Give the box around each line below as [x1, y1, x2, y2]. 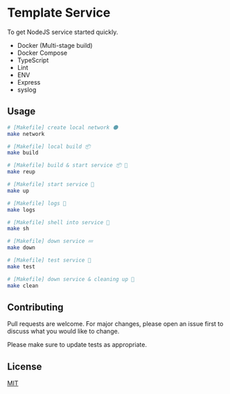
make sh [7, 225, 30, 232]
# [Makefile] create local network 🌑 [7, 123, 118, 131]
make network [7, 130, 45, 137]
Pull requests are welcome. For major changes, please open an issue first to [7, 320, 224, 328]
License [7, 361, 42, 372]
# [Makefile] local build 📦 [7, 143, 91, 150]
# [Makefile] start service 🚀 [7, 181, 95, 188]
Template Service [7, 5, 111, 21]
